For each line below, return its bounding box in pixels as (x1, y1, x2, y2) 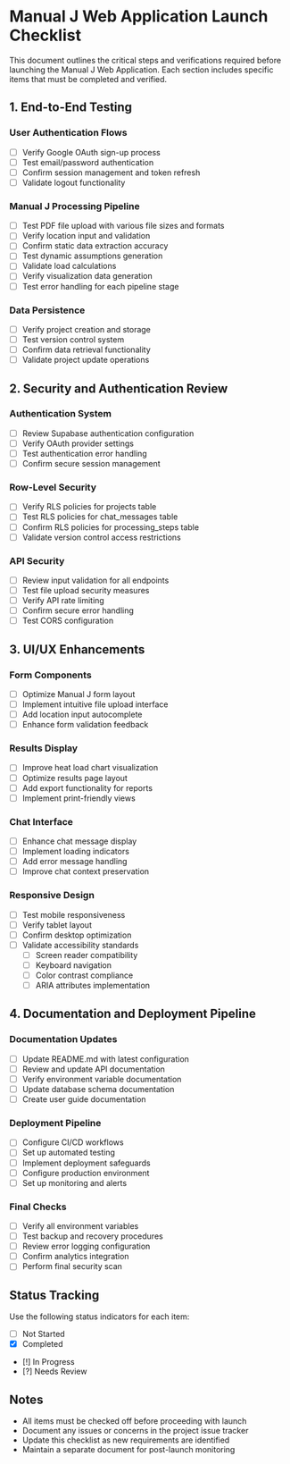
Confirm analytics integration (21, 1251, 129, 1262)
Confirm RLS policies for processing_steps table (21, 521, 199, 533)
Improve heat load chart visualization (21, 762, 159, 773)
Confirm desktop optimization (21, 930, 132, 940)
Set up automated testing (21, 1147, 116, 1158)
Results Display (9, 742, 79, 754)
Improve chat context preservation (21, 866, 150, 877)
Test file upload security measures (21, 585, 150, 595)
